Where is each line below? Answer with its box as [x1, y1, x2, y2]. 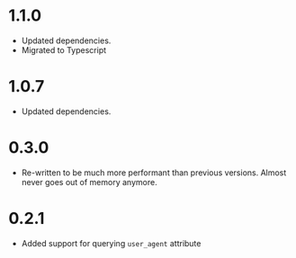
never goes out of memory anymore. [21, 176, 158, 187]
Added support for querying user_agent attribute [21, 237, 202, 248]
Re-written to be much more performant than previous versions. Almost [21, 167, 287, 178]
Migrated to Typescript [21, 44, 107, 55]
